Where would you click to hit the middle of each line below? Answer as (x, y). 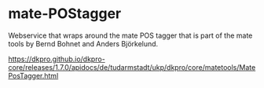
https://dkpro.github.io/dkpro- (57, 59)
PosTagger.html (33, 75)
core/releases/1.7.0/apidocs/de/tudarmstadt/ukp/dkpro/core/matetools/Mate (132, 67)
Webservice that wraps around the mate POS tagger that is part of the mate (130, 35)
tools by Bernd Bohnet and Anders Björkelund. (83, 43)
